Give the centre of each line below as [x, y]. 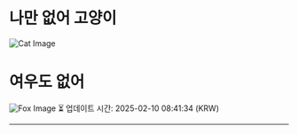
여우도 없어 [47, 82]
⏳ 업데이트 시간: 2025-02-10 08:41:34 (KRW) [138, 108]
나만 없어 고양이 [63, 18]
